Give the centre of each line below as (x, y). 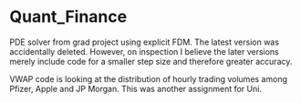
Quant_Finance (68, 17)
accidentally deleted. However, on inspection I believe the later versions (145, 51)
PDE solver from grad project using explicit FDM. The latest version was (145, 42)
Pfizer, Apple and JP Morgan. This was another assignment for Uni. (136, 88)
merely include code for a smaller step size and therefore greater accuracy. (151, 61)
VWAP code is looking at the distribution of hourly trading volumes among (148, 78)
